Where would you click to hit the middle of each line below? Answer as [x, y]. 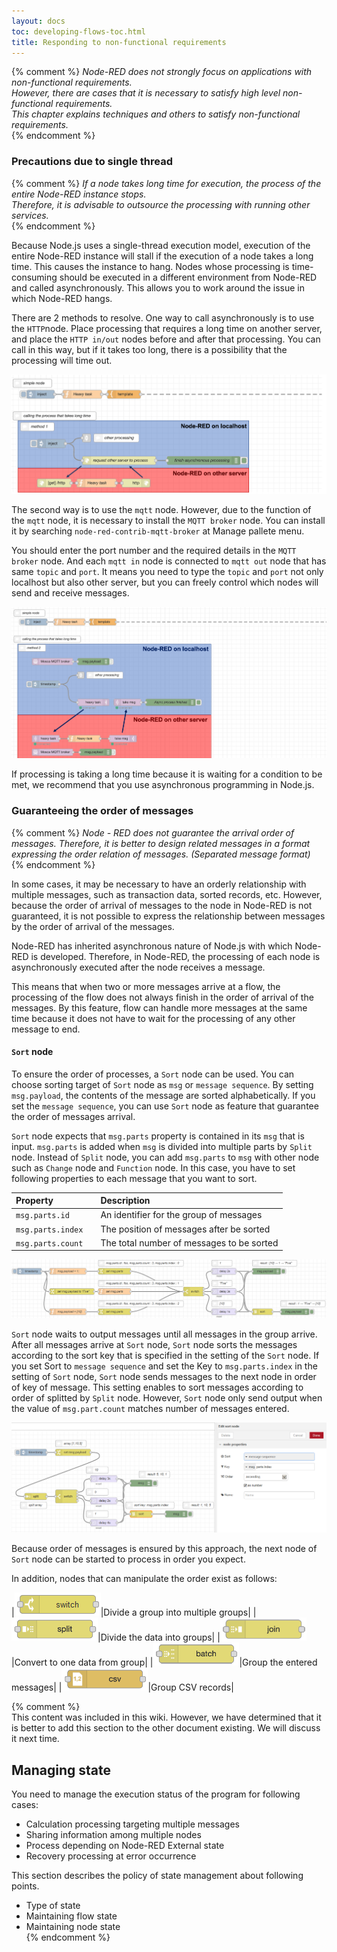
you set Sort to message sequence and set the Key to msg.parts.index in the [164, 1366]
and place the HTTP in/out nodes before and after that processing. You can [166, 339]
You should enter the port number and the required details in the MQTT [154, 550]
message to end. [46, 1029]
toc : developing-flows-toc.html [78, 31]
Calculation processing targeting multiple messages [132, 1824]
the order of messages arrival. [73, 1116]
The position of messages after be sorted [185, 1229]
